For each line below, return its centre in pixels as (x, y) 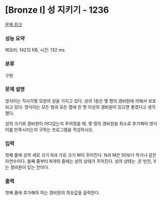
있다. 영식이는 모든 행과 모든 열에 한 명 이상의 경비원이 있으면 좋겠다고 (80, 107)
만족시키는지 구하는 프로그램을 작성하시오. (54, 130)
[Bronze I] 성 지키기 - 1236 (57, 10)
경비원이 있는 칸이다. (30, 167)
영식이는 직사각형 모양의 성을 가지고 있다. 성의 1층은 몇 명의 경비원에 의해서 (76, 101)
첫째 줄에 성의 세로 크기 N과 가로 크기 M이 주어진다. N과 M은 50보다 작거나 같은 (81, 155)
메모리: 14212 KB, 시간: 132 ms (35, 50)
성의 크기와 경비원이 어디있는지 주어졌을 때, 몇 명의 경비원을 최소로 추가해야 (77, 123)
